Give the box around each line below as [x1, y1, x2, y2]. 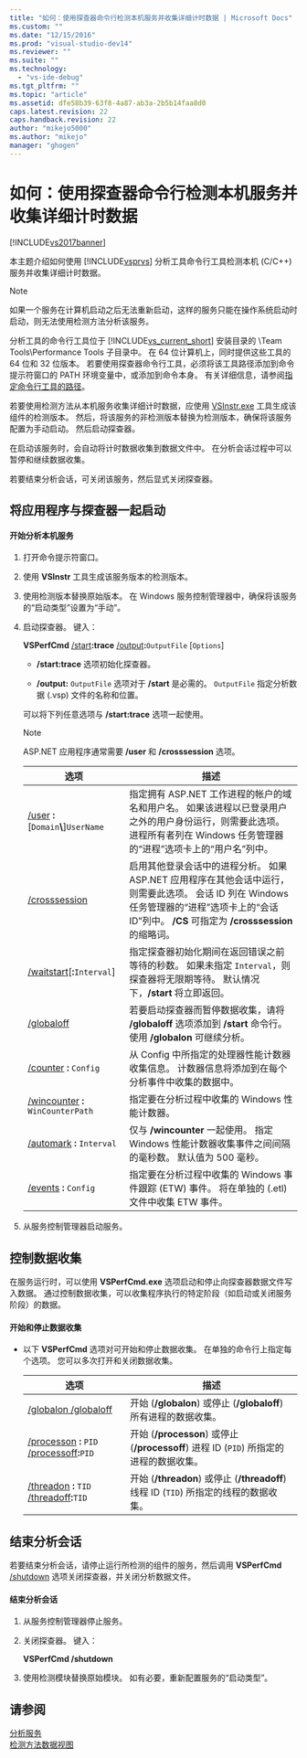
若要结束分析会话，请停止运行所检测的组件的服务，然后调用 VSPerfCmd [9, 1560, 282, 1571]
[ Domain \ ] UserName [26, 820, 105, 833]
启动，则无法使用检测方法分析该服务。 [9, 315, 153, 326]
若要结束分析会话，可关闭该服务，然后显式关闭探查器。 [9, 473, 217, 485]
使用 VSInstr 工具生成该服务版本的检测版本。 [22, 571, 194, 582]
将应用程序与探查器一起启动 [9, 503, 166, 518]
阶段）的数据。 [9, 1299, 66, 1310]
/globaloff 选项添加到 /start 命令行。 [129, 1018, 288, 1030]
